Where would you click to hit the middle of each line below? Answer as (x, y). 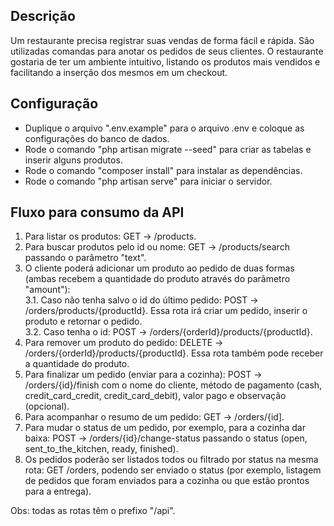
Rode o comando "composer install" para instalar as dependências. (163, 170)
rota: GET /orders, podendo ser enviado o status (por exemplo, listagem (173, 470)
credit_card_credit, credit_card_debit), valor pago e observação (155, 396)
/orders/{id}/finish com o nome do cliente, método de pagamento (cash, (173, 385)
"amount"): (47, 290)
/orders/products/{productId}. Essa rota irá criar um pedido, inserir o (166, 311)
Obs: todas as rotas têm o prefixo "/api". (93, 511)
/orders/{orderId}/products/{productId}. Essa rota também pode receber (174, 353)
